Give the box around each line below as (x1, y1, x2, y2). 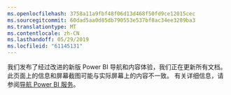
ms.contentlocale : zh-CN (7, 29, 80, 37)
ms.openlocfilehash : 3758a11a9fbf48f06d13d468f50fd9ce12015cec (7, 10, 196, 17)
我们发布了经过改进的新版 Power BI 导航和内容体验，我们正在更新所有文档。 (7, 63, 227, 71)
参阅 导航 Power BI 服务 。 (7, 80, 80, 88)
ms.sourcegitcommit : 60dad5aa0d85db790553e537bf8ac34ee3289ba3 (7, 17, 196, 24)
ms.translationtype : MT (7, 23, 77, 30)
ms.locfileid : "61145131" (7, 43, 83, 50)
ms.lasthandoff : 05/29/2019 (7, 36, 90, 43)
